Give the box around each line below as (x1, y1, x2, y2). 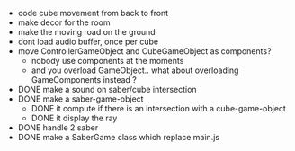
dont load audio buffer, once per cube (17, 36, 159, 47)
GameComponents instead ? (31, 75, 137, 84)
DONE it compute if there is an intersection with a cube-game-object (31, 103, 286, 113)
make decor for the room (17, 17, 111, 28)
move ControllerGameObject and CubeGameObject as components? (17, 46, 272, 57)
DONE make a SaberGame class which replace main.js (17, 132, 220, 142)
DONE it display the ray (31, 112, 118, 123)
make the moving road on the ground (17, 27, 156, 37)
